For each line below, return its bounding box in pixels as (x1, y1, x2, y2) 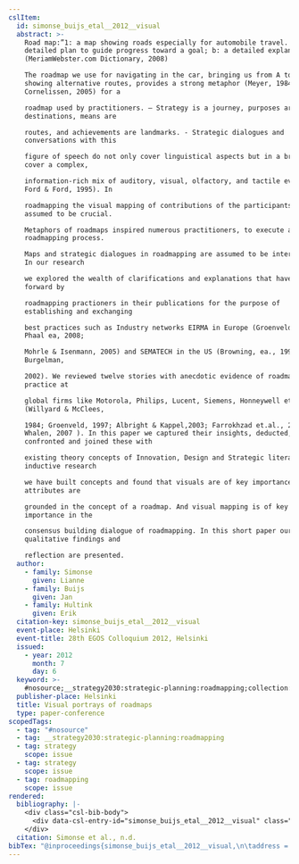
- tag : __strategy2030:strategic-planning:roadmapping (16, 734, 225, 743)
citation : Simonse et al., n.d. (16, 833, 137, 842)
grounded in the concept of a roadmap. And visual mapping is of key (24, 502, 289, 511)
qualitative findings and (24, 535, 121, 544)
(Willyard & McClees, (24, 404, 104, 413)
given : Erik (31, 609, 77, 619)
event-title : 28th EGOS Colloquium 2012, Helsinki (16, 634, 209, 643)
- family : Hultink (24, 601, 93, 610)
